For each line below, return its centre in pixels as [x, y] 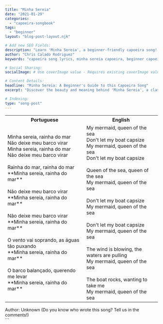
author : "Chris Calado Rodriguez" [40, 54]
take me [96, 286]
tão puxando [22, 246]
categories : [17, 18]
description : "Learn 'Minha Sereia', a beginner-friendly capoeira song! [81, 50]
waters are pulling [107, 255]
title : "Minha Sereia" [28, 9]
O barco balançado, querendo [42, 270]
